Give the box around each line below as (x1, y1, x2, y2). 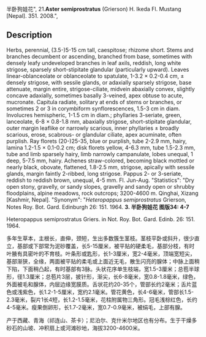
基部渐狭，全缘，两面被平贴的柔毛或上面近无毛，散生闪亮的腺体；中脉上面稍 (6, 257, 200, 265)
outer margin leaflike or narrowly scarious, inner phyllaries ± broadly (6, 124, 180, 132)
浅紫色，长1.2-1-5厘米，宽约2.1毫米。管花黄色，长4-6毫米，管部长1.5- (17, 288, 194, 295)
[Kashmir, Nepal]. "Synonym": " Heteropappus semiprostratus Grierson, (6, 195, 187, 203)
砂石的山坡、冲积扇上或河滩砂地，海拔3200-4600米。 (6, 324, 143, 331)
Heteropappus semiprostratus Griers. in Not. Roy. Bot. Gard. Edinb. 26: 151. (6, 215, 195, 222)
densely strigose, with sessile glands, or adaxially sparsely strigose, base (6, 78, 192, 86)
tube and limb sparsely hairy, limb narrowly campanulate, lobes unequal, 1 (6, 150, 193, 157)
